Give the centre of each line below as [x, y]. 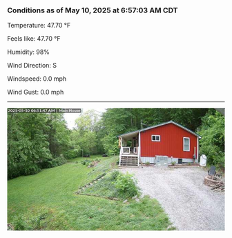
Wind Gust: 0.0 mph [36, 92]
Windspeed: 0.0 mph [37, 79]
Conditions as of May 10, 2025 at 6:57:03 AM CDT [93, 10]
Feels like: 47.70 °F [34, 39]
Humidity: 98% [29, 52]
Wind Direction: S [32, 66]
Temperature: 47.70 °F [39, 26]
